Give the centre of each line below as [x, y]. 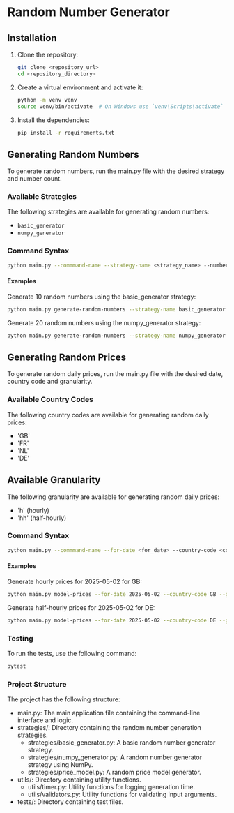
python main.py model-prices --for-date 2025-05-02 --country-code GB [112, 594]
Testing [20, 638]
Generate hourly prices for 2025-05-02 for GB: [75, 581]
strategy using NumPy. [60, 765]
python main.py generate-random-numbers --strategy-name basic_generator [117, 309]
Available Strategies [42, 197]
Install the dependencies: [54, 120]
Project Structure [37, 684]
